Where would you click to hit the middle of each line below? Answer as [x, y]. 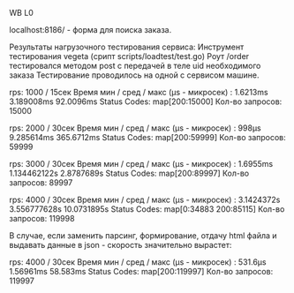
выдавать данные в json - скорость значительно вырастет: [121, 245]
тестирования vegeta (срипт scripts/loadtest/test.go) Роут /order [129, 56]
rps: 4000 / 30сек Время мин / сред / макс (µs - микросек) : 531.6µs [138, 262]
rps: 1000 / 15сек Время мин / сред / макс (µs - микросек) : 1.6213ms [139, 92]
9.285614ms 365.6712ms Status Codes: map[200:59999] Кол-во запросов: [148, 137]
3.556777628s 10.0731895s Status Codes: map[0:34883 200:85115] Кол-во [147, 209]
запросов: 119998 [42, 218]
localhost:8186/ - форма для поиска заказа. [90, 30]
